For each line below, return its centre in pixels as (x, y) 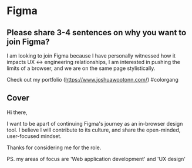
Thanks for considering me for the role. (54, 147)
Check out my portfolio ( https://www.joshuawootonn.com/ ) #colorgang (92, 80)
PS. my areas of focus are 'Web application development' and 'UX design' (96, 159)
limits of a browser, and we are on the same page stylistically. (81, 68)
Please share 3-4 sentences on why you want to (97, 33)
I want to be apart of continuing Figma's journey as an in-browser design (95, 123)
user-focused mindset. (34, 136)
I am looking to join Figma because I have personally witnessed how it (91, 56)
